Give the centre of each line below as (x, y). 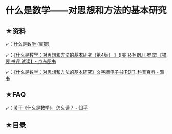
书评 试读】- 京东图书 (34, 61)
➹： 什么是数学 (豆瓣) (27, 44)
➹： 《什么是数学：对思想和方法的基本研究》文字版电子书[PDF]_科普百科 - (82, 72)
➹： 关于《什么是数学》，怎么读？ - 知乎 (47, 108)
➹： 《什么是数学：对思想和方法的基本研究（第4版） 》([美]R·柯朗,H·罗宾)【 (84, 55)
